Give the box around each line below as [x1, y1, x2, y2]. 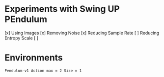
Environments [4, 52, 63, 63]
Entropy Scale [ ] [4, 35, 39, 41]
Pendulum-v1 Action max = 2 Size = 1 [4, 68, 82, 73]
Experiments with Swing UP [4, 3, 120, 15]
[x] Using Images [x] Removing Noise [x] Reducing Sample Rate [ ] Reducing [4, 30, 160, 36]
